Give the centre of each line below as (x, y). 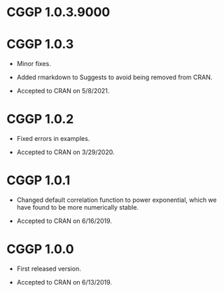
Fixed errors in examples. (53, 139)
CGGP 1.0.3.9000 (58, 12)
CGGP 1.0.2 (40, 119)
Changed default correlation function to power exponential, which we (117, 200)
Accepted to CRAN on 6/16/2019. (64, 221)
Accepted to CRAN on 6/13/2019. (64, 282)
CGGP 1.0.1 (38, 180)
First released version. (49, 268)
